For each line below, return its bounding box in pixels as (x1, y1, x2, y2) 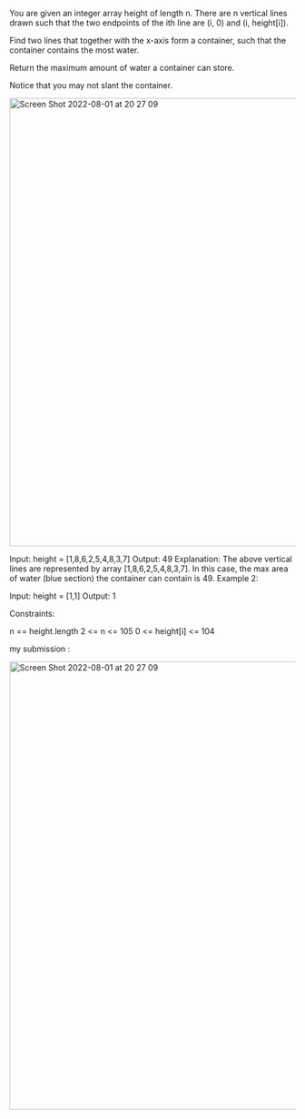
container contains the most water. (9, 45, 140, 55)
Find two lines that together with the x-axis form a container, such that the (9, 35, 287, 45)
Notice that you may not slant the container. (9, 80, 173, 90)
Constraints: (9, 609, 55, 619)
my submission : (9, 643, 71, 654)
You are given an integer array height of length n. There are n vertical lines (9, 8, 288, 18)
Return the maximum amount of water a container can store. (9, 63, 235, 73)
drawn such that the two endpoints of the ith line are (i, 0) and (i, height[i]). (9, 17, 289, 28)
